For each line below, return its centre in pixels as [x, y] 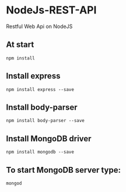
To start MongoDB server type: [64, 170]
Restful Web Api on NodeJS [39, 26]
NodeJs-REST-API [51, 10]
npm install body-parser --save [45, 121]
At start [20, 45]
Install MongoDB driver [49, 139]
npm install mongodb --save [40, 152]
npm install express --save [40, 89]
